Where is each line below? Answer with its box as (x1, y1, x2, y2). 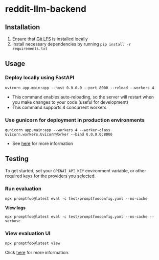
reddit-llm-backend (5, 3, 87, 15)
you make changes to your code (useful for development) (12, 99, 129, 105)
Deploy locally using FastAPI (5, 74, 74, 81)
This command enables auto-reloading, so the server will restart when (12, 94, 154, 100)
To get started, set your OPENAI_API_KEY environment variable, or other (5, 167, 146, 173)
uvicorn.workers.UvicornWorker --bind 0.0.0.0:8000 (5, 132, 113, 137)
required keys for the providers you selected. (5, 173, 96, 179)
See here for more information (12, 141, 73, 146)
